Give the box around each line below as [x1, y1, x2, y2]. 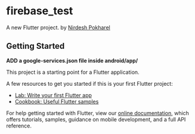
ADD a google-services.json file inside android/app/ [6, 57, 138, 64]
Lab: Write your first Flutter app [14, 91, 92, 99]
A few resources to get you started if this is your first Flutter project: [6, 80, 173, 87]
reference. [6, 122, 32, 129]
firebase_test [6, 4, 73, 18]
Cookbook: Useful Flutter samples [14, 98, 99, 105]
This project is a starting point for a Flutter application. [6, 68, 140, 76]
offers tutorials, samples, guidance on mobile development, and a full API [6, 116, 186, 123]
